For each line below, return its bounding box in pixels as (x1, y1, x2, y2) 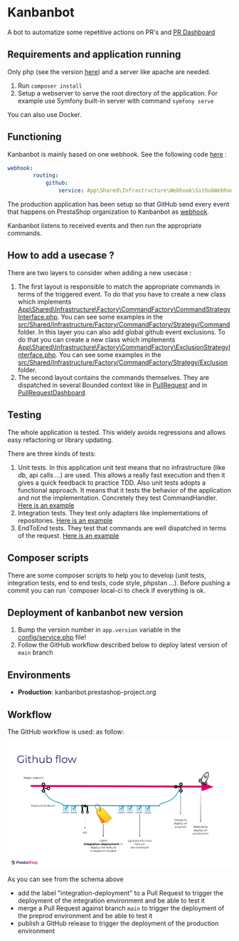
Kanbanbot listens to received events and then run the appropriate (7, 222, 202, 230)
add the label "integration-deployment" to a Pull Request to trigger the (17, 889, 224, 898)
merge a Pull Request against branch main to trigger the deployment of (17, 904, 225, 912)
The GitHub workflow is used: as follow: (7, 727, 124, 736)
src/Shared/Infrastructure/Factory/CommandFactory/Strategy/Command (17, 320, 230, 329)
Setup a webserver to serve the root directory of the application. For (17, 88, 218, 97)
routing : (33, 172, 59, 179)
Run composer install (17, 81, 83, 90)
